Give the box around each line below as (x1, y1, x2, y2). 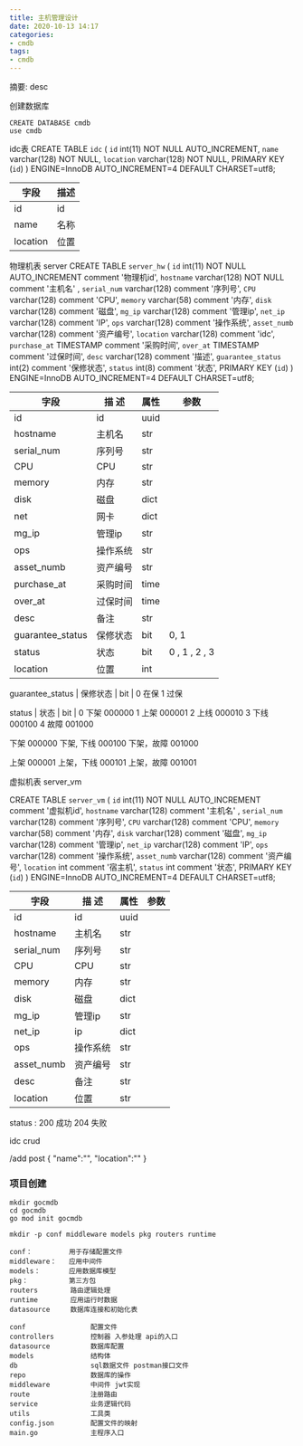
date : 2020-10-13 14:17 (9, 22, 99, 31)
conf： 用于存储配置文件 (9, 1248, 124, 1257)
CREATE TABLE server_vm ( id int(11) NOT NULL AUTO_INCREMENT (9, 794, 261, 805)
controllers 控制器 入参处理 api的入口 (9, 1332, 178, 1342)
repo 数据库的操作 (9, 1371, 131, 1380)
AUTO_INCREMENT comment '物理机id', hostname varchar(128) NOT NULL (9, 272, 285, 282)
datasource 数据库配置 (9, 1342, 125, 1351)
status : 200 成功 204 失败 (9, 1118, 108, 1127)
